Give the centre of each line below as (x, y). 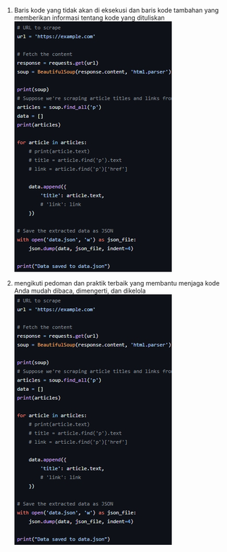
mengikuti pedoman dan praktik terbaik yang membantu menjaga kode (117, 283)
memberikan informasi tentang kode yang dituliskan (89, 18)
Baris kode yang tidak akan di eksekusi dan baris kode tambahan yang (116, 10)
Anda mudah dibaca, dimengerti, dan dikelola (80, 290)
